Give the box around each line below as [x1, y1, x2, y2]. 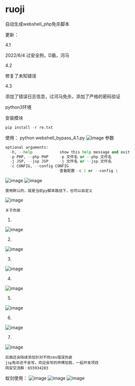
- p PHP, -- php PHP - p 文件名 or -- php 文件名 [10, 154, 112, 159]
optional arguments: [5, 145, 49, 150]
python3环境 [5, 104, 32, 110]
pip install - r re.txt [5, 125, 53, 130]
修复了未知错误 [5, 72, 36, 79]
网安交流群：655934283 [5, 366, 49, 371]
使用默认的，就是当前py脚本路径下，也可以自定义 [5, 188, 93, 193]
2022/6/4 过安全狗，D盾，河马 [5, 52, 70, 58]
